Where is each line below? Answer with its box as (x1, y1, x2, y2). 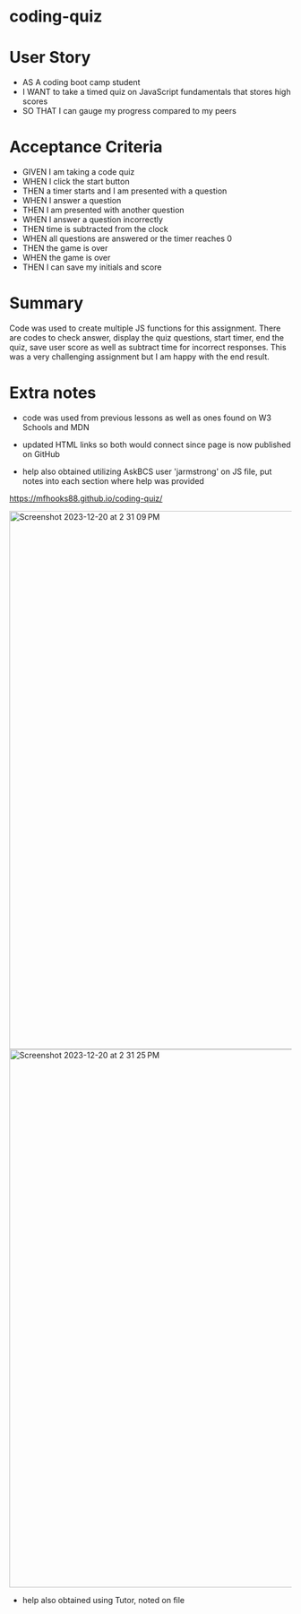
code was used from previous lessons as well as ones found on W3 (21, 412, 271, 423)
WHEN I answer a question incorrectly (21, 214, 164, 225)
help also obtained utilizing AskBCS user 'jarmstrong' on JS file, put (21, 466, 272, 477)
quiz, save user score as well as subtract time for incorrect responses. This (9, 342, 287, 352)
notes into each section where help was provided (21, 475, 204, 486)
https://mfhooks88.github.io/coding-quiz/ (9, 493, 163, 504)
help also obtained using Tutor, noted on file (21, 1594, 185, 1605)
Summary (9, 293, 83, 314)
